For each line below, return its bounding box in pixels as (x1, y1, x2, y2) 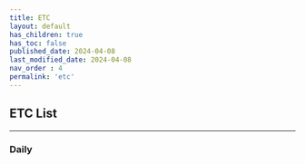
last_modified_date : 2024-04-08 (9, 55, 132, 64)
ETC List (9, 106, 57, 121)
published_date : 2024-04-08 (9, 47, 116, 56)
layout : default (9, 22, 71, 31)
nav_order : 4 (9, 64, 64, 73)
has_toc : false (9, 38, 67, 48)
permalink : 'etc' (9, 72, 75, 82)
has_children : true (9, 30, 84, 39)
